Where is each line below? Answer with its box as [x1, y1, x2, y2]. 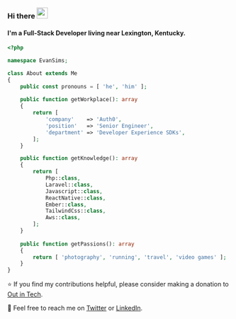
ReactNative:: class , [45, 195, 106, 202]
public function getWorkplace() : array [20, 96, 138, 103]
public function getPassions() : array [20, 240, 135, 248]
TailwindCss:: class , [45, 207, 106, 215]
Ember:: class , [45, 201, 87, 208]
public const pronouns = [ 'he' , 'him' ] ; [20, 83, 147, 90]
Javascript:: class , [45, 187, 103, 195]
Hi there [7, 11, 35, 21]
